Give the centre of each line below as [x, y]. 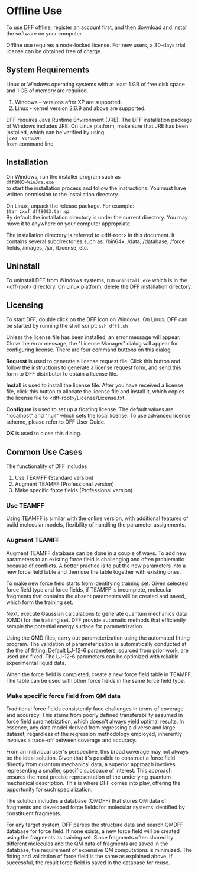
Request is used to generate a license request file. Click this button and [93, 361]
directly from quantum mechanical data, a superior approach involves [91, 764]
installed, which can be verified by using [55, 132]
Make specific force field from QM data [64, 696]
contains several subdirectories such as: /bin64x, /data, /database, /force [95, 241]
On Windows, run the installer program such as [64, 176]
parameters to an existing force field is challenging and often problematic [95, 559]
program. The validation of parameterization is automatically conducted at [96, 644]
